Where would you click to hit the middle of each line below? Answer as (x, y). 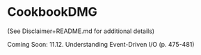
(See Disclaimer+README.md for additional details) (81, 31)
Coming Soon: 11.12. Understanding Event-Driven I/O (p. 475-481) (101, 44)
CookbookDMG (52, 12)
